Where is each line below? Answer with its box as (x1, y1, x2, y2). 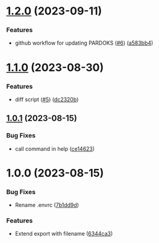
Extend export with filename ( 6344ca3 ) (14, 230, 113, 238)
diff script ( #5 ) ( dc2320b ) (14, 95, 79, 103)
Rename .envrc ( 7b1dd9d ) (14, 201, 79, 209)
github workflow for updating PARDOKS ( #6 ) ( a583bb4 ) (14, 39, 154, 46)
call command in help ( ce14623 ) (14, 145, 95, 152)
